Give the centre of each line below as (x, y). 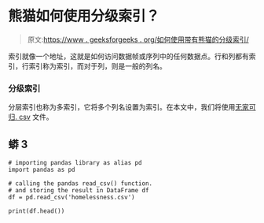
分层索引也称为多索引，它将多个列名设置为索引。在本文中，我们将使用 (122, 107)
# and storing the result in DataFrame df (79, 191)
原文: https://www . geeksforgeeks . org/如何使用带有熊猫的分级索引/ (138, 39)
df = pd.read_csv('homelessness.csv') (71, 198)
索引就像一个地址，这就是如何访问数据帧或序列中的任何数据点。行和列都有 (128, 56)
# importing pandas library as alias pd (75, 163)
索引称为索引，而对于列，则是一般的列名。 (97, 66)
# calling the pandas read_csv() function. (81, 184)
